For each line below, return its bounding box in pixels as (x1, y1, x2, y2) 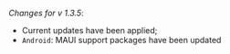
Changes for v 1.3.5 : (8, 8, 84, 18)
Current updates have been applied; (21, 25, 158, 35)
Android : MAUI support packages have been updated (21, 35, 222, 45)
